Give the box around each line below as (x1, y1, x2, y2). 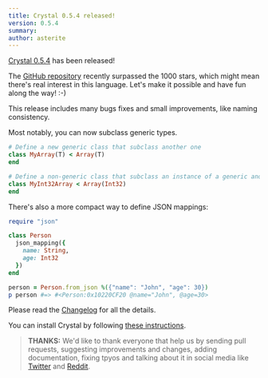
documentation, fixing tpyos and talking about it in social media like (27, 353, 249, 363)
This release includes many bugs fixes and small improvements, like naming (8, 104, 258, 113)
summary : (8, 26, 37, 34)
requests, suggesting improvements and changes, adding (27, 344, 218, 354)
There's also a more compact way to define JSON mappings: (8, 201, 209, 212)
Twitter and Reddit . (27, 361, 90, 372)
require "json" (8, 217, 59, 225)
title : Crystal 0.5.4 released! (8, 11, 116, 20)
